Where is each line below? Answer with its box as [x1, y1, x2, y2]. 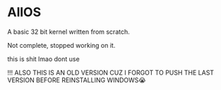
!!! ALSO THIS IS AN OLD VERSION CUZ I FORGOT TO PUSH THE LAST [7, 68, 214, 77]
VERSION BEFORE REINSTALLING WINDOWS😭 [7, 75, 146, 84]
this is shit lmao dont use [7, 54, 80, 63]
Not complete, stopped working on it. [7, 41, 116, 49]
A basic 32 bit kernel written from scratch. [7, 27, 131, 36]
